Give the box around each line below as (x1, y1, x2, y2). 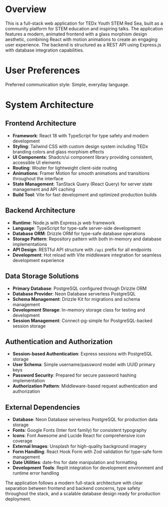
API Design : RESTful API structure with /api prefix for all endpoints (12, 246, 152, 252)
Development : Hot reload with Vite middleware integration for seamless (12, 251, 162, 258)
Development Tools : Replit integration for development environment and (12, 465, 163, 471)
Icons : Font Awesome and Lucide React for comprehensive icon (12, 433, 145, 439)
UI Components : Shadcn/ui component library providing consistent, (12, 154, 153, 160)
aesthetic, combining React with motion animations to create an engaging (5, 36, 157, 42)
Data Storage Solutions (5, 272, 79, 281)
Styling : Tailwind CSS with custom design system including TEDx (12, 143, 148, 149)
